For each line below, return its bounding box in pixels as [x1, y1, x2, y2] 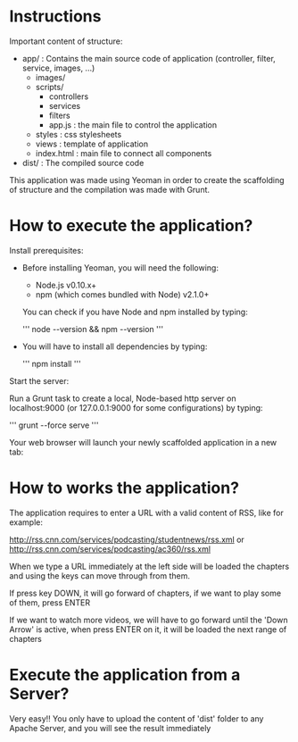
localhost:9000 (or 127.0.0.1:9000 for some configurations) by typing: [9, 402, 263, 413]
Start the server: [9, 375, 70, 386]
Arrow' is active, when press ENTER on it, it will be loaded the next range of [9, 623, 287, 635]
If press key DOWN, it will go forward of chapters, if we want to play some [9, 588, 282, 598]
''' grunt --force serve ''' [9, 420, 99, 430]
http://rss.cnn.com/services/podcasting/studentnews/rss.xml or [9, 534, 245, 545]
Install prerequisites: [9, 245, 84, 255]
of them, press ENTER [9, 596, 91, 608]
